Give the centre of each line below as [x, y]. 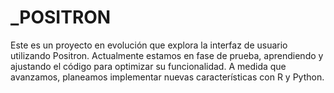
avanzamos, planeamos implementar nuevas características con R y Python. [167, 77]
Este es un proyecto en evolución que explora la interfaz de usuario [149, 45]
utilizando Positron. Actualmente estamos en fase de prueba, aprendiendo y [167, 55]
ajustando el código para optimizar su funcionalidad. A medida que [148, 66]
